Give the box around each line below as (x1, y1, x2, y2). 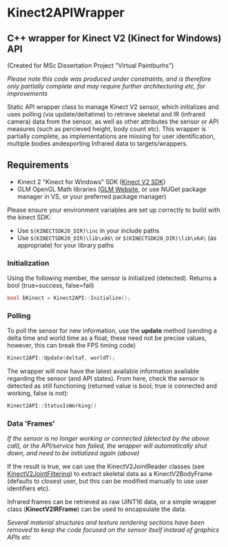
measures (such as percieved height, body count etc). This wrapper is (7, 125, 207, 132)
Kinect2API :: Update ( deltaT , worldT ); (7, 355, 116, 361)
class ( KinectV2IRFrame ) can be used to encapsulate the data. (7, 505, 187, 513)
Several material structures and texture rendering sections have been (7, 519, 205, 527)
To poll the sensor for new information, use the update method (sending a (7, 326, 217, 335)
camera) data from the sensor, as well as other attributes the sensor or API (7, 117, 219, 126)
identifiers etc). (7, 484, 50, 493)
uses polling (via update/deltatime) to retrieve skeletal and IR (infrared (7, 110, 205, 118)
